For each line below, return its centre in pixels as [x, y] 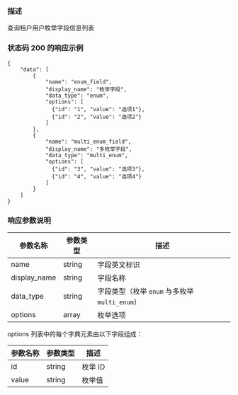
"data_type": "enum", [77, 96]
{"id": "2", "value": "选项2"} [97, 117]
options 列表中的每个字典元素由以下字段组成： [75, 333]
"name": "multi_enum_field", [88, 142]
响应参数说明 [29, 220]
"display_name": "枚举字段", [86, 89]
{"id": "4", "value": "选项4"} [97, 176]
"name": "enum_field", [79, 82]
